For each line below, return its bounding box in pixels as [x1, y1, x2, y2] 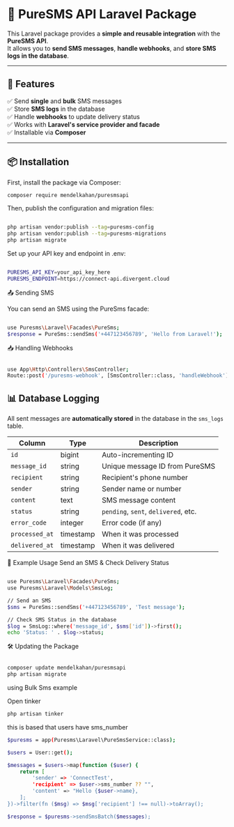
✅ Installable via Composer [7, 128, 86, 137]
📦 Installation [7, 156, 70, 168]
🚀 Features [7, 78, 55, 90]
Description [139, 438, 179, 448]
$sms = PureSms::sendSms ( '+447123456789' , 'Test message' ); [7, 603, 186, 610]
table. [7, 422, 24, 431]
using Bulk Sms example [7, 683, 78, 692]
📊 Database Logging [7, 392, 100, 404]
